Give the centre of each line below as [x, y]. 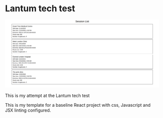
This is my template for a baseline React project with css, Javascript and [78, 105]
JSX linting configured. [28, 110]
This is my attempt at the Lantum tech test [47, 95]
